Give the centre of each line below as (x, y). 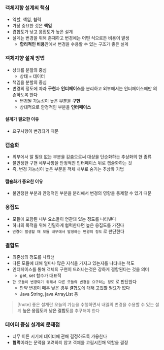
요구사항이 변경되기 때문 (35, 131)
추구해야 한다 (87, 311)
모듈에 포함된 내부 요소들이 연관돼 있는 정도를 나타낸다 (64, 219)
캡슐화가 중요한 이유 (24, 181)
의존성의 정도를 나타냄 (33, 257)
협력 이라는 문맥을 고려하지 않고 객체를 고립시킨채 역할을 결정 (70, 343)
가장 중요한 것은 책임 (32, 26)
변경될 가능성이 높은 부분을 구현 (50, 101)
